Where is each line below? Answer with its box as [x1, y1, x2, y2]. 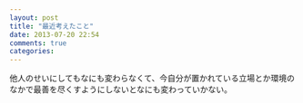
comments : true [9, 38, 67, 48]
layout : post [9, 13, 59, 23]
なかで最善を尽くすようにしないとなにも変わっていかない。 [9, 84, 232, 95]
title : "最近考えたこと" [9, 22, 94, 31]
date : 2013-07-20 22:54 [9, 30, 100, 39]
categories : [9, 47, 55, 56]
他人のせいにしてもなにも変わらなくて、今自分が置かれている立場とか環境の [9, 73, 296, 84]
